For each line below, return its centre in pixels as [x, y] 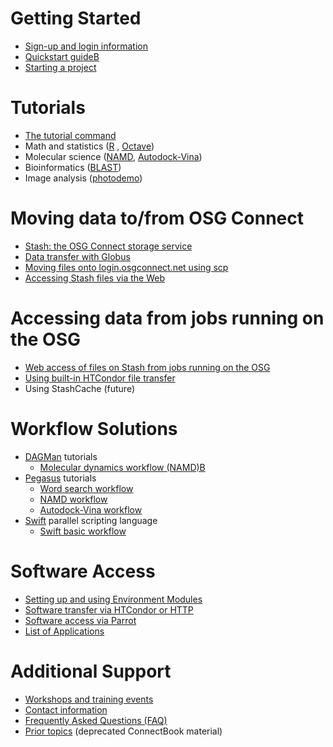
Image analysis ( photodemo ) [83, 178]
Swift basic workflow [83, 531]
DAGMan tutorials [61, 456]
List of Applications [64, 631]
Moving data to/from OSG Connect [157, 218]
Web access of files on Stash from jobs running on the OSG [147, 367]
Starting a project [60, 67]
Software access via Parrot [80, 620]
